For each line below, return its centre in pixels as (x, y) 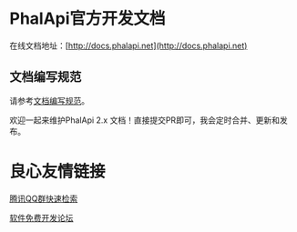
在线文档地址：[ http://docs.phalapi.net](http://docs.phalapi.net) (128, 45)
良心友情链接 (58, 171)
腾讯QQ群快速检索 (44, 198)
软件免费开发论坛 (41, 217)
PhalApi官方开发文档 (87, 19)
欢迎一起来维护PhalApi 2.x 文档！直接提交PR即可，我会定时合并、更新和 (145, 120)
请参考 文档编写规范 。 (49, 100)
